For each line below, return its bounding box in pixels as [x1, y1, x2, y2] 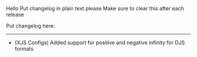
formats [14, 45, 34, 52]
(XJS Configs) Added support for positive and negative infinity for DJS [14, 39, 185, 46]
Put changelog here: [6, 23, 55, 29]
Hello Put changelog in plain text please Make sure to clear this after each [6, 5, 184, 12]
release [6, 11, 25, 18]
